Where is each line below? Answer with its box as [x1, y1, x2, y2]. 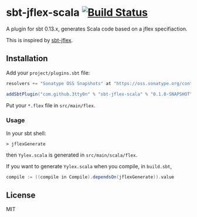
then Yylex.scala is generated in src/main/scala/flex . [6, 151, 138, 158]
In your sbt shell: [6, 130, 46, 137]
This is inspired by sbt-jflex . [6, 36, 73, 43]
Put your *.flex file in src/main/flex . [6, 101, 96, 108]
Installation [6, 53, 48, 64]
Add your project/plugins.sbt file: [6, 69, 90, 76]
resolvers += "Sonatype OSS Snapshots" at [6, 80, 111, 86]
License [6, 191, 36, 201]
